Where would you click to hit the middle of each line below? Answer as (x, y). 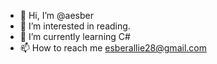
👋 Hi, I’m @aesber (56, 15)
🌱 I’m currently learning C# (75, 36)
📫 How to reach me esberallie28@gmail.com (113, 48)
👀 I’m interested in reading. (75, 26)
